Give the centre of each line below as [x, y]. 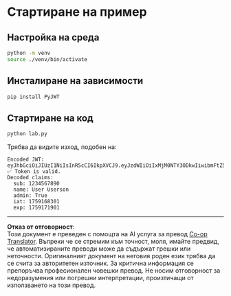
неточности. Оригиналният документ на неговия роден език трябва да [111, 256]
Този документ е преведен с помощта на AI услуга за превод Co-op [107, 234]
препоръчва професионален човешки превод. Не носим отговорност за [114, 271]
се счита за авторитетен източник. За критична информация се [100, 263]
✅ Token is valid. [34, 172]
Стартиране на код [51, 118]
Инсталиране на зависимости [75, 81]
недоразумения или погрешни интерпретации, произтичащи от [100, 278]
